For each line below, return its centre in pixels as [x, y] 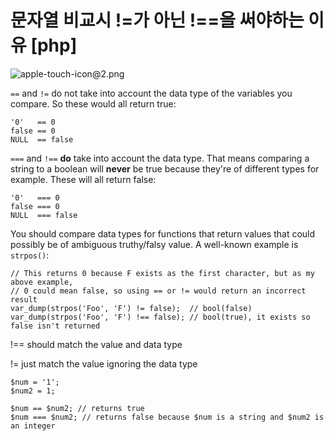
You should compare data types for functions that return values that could [163, 233]
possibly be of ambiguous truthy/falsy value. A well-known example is [154, 244]
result [24, 299]
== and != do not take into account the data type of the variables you [151, 93]
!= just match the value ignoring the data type [104, 363]
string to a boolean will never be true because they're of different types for [165, 168]
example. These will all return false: [83, 179]
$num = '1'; [35, 382]
